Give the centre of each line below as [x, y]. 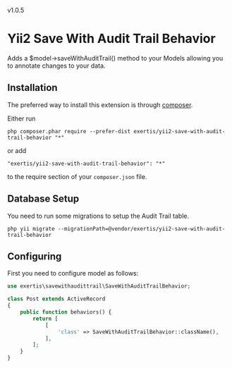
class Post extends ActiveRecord [56, 299]
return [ [45, 319]
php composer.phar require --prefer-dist [69, 131]
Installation [32, 88]
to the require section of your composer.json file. [77, 176]
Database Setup [43, 199]
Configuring [35, 256]
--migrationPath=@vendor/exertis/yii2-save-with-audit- [141, 228]
